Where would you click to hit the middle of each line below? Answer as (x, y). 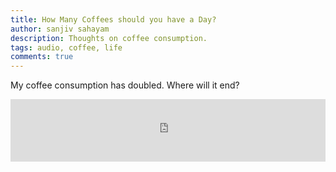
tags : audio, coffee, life (66, 47)
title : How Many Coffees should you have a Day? (113, 19)
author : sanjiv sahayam (60, 29)
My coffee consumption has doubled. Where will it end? (125, 85)
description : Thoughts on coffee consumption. (109, 38)
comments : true (42, 57)
